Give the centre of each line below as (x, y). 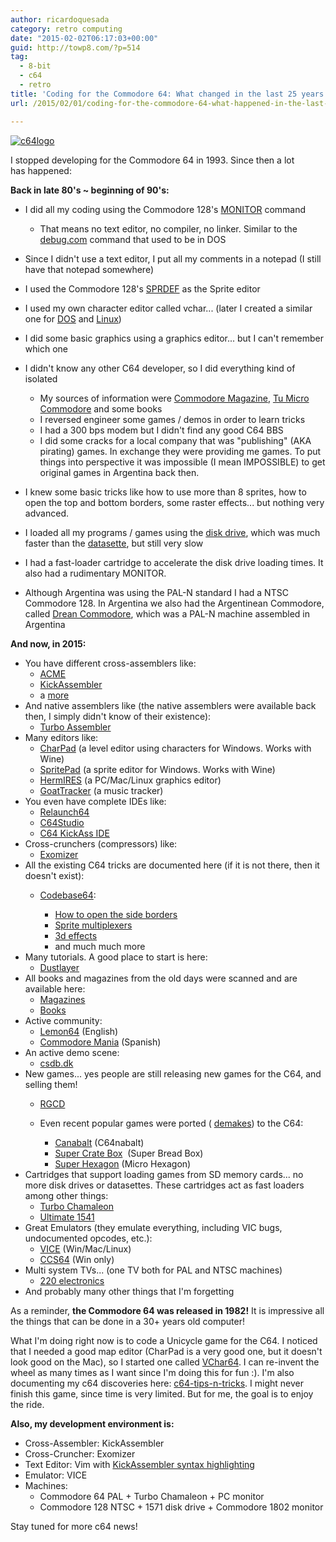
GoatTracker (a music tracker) (101, 790)
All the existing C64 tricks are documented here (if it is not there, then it (172, 865)
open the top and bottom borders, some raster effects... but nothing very (174, 502)
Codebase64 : (68, 895)
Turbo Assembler (75, 727)
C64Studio (62, 822)
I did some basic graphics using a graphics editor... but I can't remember (174, 338)
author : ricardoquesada (60, 19)
